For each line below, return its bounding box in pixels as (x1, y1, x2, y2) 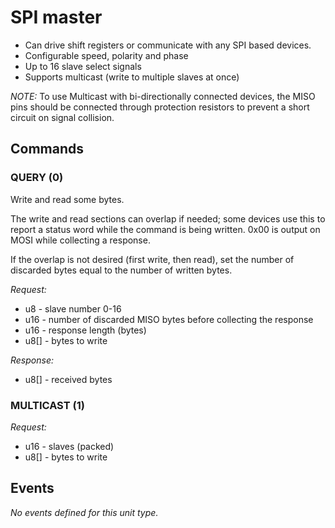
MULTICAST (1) (10, 398, 85, 412)
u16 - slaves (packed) (24, 440, 115, 452)
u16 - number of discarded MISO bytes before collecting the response (24, 313, 314, 325)
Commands (10, 141, 85, 158)
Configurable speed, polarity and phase (24, 49, 189, 61)
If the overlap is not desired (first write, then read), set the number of (10, 253, 295, 265)
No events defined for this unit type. (10, 506, 159, 518)
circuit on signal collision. (10, 111, 115, 123)
